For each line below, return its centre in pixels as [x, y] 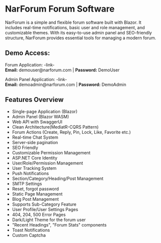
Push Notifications [31, 173]
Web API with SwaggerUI [37, 122]
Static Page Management [37, 194]
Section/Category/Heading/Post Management [58, 178]
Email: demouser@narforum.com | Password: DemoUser [62, 70]
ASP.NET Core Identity [35, 158]
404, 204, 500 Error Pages [39, 214]
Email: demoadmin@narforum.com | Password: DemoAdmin [66, 84]
